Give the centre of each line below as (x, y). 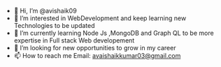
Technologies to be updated (55, 25)
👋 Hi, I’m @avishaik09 (45, 11)
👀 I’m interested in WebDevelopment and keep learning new (100, 18)
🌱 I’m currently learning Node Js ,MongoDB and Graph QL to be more (114, 33)
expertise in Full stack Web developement (74, 40)
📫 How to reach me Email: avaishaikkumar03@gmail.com (97, 55)
